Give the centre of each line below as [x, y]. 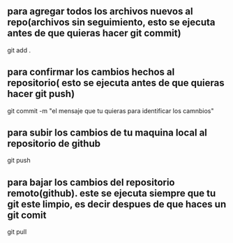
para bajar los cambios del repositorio [91, 182]
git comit [27, 215]
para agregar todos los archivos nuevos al [100, 12]
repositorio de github [54, 143]
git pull [17, 232]
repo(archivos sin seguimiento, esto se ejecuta [111, 23]
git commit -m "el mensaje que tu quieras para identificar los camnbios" [111, 110]
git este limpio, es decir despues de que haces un [117, 204]
